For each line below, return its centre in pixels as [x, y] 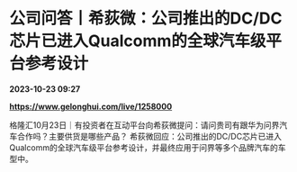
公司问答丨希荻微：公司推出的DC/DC [146, 18]
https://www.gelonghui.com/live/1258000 [91, 106]
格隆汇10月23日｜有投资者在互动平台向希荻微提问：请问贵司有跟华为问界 [144, 125]
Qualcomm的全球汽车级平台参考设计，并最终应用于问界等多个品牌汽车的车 [148, 147]
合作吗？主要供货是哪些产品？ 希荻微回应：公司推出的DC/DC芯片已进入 [149, 136]
